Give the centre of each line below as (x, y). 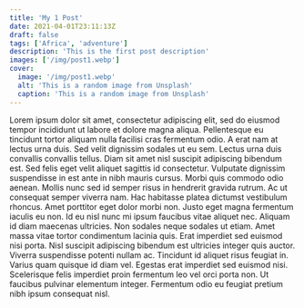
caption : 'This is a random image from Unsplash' (113, 94)
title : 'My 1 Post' (46, 18)
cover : (22, 69)
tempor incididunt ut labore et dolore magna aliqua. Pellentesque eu (137, 129)
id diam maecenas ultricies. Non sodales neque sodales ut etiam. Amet (142, 226)
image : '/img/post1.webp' (67, 77)
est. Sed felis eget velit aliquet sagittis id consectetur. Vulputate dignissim (147, 168)
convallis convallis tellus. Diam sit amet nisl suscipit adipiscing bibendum (146, 158)
